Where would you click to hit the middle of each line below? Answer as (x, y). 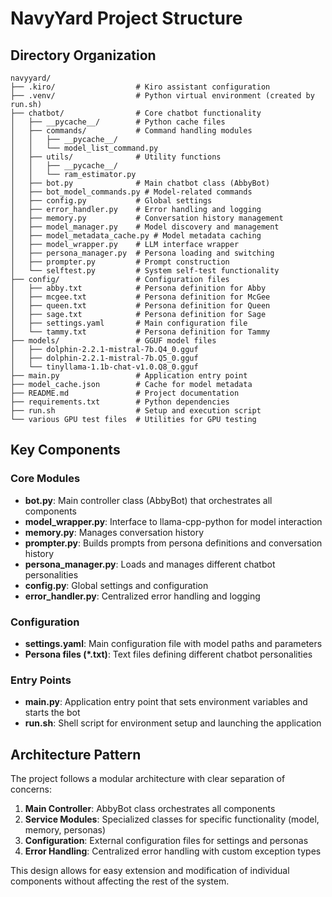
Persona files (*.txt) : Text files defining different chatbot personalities (168, 654)
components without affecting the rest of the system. (120, 881)
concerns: (31, 789)
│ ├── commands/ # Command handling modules (131, 131)
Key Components (65, 450)
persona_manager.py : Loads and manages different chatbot (150, 564)
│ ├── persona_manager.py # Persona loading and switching (142, 253)
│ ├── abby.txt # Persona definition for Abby (138, 288)
